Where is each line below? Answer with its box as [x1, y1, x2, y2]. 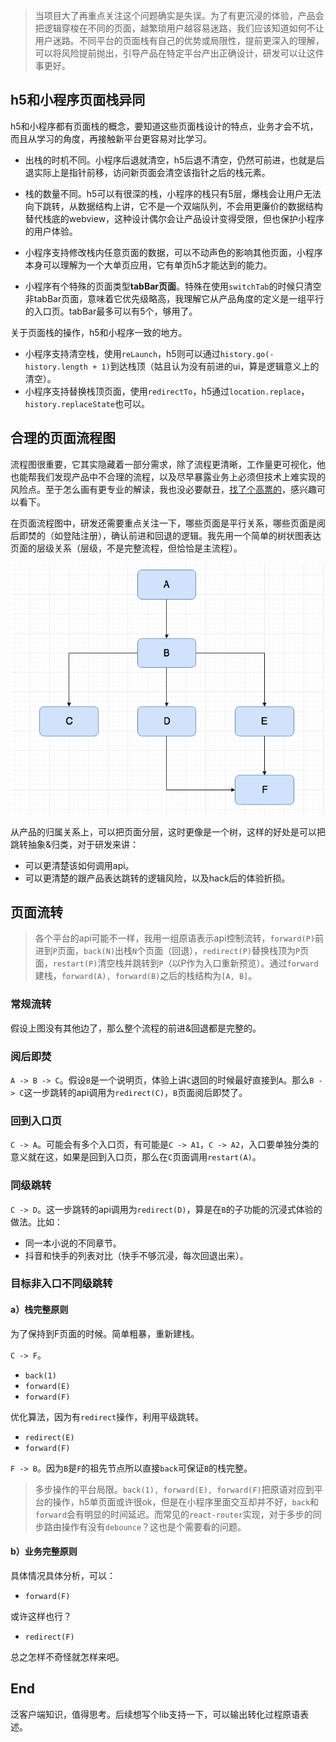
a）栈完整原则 [10, 1304, 69, 1316]
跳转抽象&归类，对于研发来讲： [10, 838, 140, 850]
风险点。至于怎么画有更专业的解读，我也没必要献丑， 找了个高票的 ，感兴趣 [10, 483, 317, 495]
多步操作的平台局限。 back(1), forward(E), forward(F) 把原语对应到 [34, 1483, 315, 1495]
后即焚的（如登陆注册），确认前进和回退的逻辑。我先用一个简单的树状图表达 [10, 529, 322, 541]
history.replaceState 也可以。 [24, 397, 150, 409]
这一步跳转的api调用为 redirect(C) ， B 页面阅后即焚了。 [23, 1086, 248, 1098]
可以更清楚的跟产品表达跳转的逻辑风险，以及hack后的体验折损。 [24, 872, 291, 884]
